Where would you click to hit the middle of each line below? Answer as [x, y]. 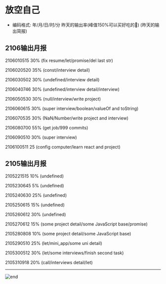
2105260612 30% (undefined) [36, 214]
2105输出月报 [26, 164]
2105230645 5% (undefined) [35, 185]
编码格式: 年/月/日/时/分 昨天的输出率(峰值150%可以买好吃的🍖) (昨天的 [83, 25]
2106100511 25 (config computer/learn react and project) [63, 147]
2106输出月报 [26, 48]
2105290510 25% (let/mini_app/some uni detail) [54, 243]
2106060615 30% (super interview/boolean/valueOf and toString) [72, 108]
